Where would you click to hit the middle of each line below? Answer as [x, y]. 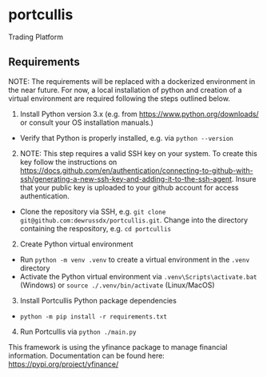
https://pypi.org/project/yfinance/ [64, 364]
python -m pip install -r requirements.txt [94, 317]
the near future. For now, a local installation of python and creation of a [125, 90]
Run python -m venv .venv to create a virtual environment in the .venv [135, 259]
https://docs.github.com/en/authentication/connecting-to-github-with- [136, 170]
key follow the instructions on [68, 162]
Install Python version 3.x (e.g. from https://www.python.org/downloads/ [139, 114]
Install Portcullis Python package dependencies [98, 300]
